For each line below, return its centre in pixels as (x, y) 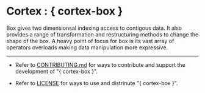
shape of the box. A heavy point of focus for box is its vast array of (90, 41)
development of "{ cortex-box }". (56, 71)
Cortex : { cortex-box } (65, 11)
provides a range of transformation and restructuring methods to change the (103, 34)
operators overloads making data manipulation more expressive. (87, 47)
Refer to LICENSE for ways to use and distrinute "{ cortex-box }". (96, 83)
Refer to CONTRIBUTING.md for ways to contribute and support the (100, 64)
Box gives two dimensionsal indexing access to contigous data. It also (94, 28)
